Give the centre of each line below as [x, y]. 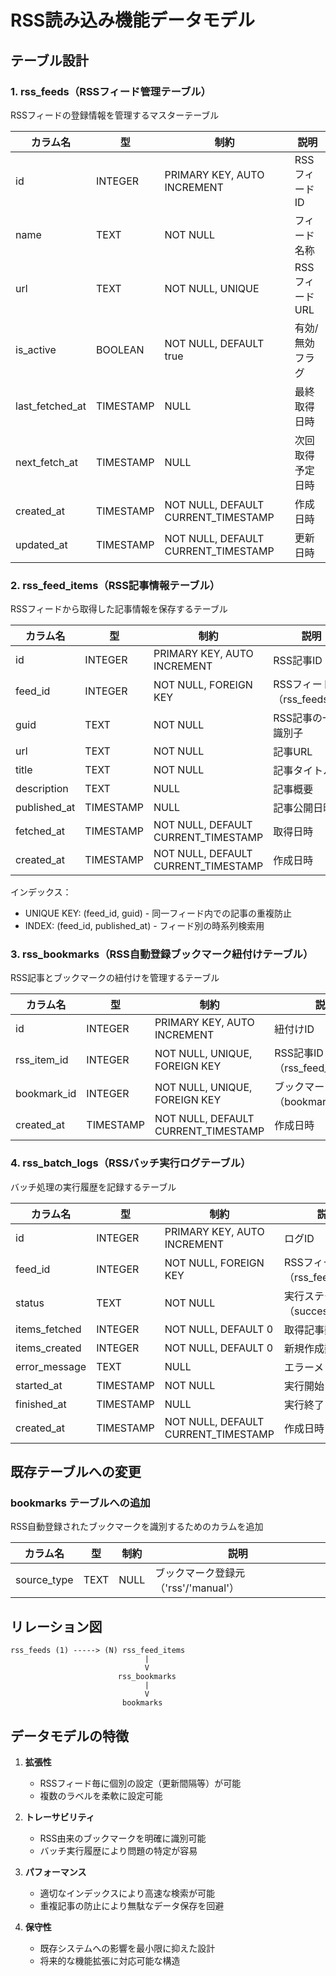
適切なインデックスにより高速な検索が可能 [127, 1893]
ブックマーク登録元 [200, 1573]
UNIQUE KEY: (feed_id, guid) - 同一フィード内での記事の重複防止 [158, 913]
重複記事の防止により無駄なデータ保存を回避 [132, 1906]
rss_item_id [42, 1060]
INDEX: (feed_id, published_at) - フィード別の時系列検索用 [144, 926]
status [30, 1303]
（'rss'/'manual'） [197, 1588]
